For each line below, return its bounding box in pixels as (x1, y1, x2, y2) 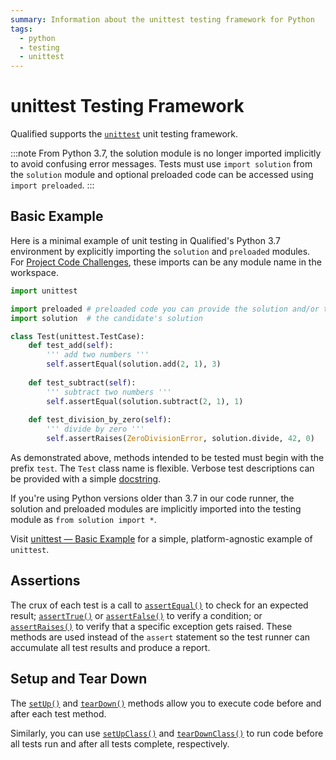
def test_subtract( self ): (28, 377, 137, 388)
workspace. (10, 266, 59, 278)
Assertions (10, 572, 81, 590)
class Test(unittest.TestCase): (10, 331, 145, 341)
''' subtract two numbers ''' (46, 387, 172, 397)
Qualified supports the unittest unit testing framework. (10, 128, 239, 140)
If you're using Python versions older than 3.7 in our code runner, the (10, 492, 295, 504)
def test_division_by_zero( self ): (28, 415, 172, 425)
